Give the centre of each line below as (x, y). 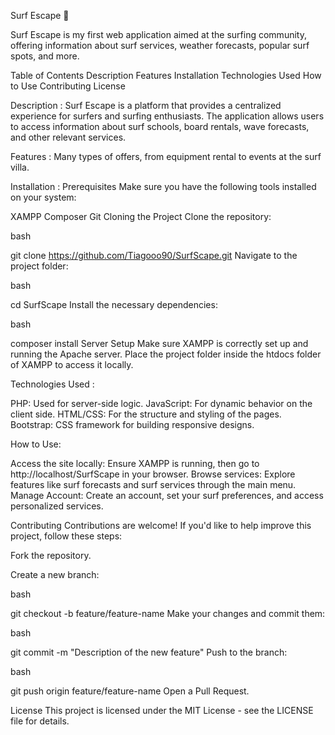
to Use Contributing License (68, 86)
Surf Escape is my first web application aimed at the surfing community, (158, 34)
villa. (20, 167)
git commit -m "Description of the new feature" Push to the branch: (149, 652)
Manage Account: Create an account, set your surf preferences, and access (167, 495)
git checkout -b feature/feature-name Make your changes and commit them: (168, 613)
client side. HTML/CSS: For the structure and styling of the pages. (146, 414)
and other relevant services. (68, 137)
